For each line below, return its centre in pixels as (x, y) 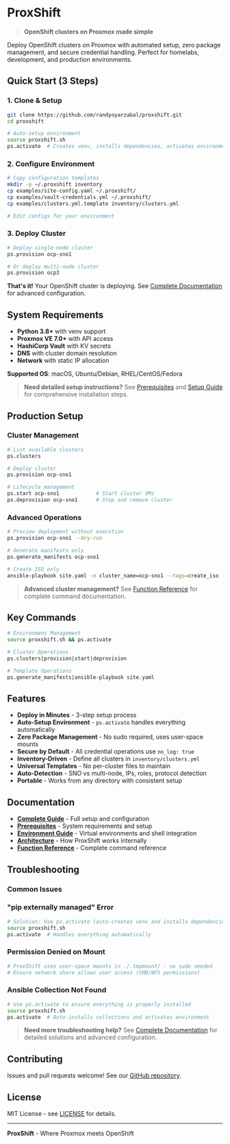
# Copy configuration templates (53, 178)
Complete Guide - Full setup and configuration (83, 819)
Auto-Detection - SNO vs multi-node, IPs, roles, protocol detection (112, 774)
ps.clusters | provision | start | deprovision (67, 658)
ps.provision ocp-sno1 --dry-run (55, 538)
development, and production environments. (69, 59)
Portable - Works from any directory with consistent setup (100, 780)
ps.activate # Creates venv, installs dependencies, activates (101, 146)
